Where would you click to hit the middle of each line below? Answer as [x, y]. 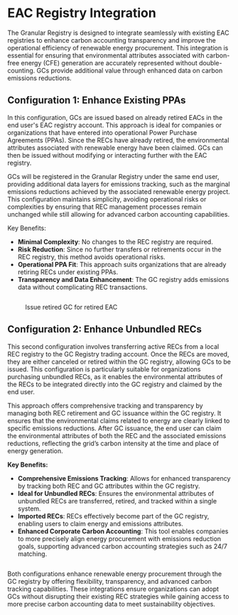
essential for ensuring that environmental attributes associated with [106, 55]
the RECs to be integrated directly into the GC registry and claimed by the [115, 384]
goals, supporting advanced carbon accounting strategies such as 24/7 [122, 546]
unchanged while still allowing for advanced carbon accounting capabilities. [118, 214]
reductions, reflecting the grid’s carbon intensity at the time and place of [113, 443]
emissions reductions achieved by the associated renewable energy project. [119, 191]
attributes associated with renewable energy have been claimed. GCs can [115, 148]
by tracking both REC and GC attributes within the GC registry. [109, 486]
